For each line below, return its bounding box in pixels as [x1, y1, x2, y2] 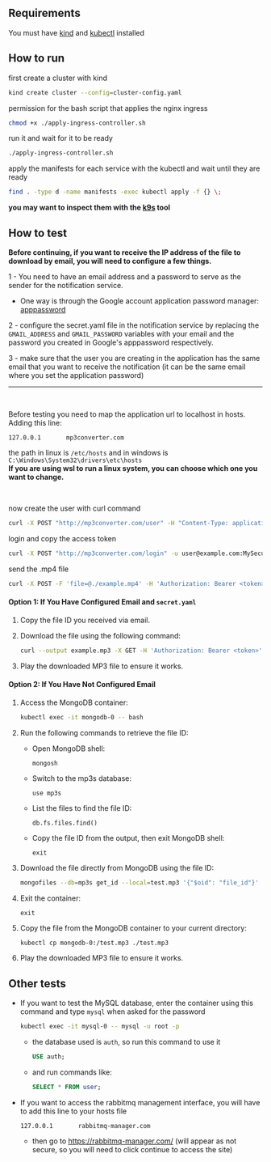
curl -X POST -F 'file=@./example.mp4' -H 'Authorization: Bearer [8, 579, 236, 587]
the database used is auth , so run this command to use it [31, 1037, 221, 1047]
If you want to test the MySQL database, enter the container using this [19, 999, 254, 1008]
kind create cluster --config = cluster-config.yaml [8, 88, 182, 96]
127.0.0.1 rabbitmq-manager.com [19, 1122, 151, 1130]
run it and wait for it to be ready [8, 134, 113, 143]
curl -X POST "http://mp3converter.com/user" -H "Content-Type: [8, 519, 229, 527]
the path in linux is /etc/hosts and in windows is [8, 447, 169, 457]
